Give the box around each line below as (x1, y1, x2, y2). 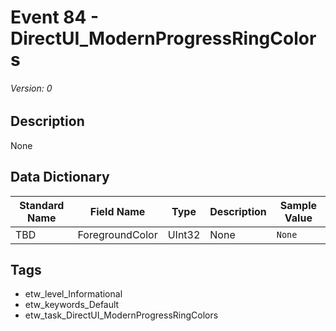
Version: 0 (10, 82, 53, 94)
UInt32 (167, 227, 201, 241)
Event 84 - (10, 6, 100, 29)
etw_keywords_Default (24, 299, 120, 311)
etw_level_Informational (24, 288, 123, 300)
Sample (279, 198, 318, 212)
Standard (19, 198, 65, 212)
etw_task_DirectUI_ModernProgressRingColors (24, 309, 219, 321)
